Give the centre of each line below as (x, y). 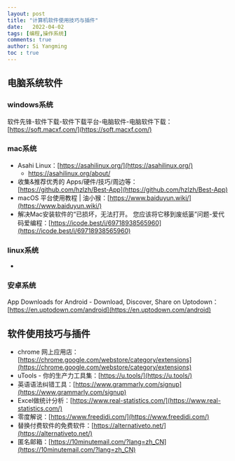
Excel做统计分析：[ (45, 401)
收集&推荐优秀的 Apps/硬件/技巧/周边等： (78, 181)
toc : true (23, 53)
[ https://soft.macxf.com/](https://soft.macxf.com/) (80, 129)
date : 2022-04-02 (36, 27)
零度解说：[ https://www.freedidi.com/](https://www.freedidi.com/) (113, 417)
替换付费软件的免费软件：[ (55, 426)
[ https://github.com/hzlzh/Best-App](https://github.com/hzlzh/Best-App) (122, 189)
